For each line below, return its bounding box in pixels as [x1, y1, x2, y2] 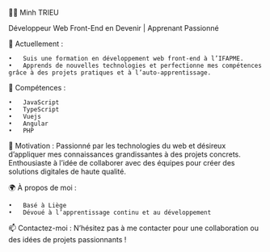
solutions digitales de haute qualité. [8, 166, 127, 176]
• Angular [8, 120, 49, 128]
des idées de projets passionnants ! [8, 235, 127, 244]
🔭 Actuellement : [8, 39, 63, 48]
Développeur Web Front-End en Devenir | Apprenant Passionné [8, 23, 220, 32]
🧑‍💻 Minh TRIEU [8, 8, 59, 17]
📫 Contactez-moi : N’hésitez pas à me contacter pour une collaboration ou [8, 223, 259, 233]
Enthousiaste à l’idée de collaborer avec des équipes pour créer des [8, 158, 235, 167]
